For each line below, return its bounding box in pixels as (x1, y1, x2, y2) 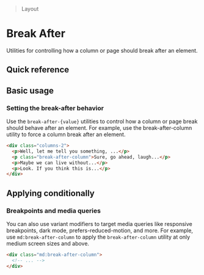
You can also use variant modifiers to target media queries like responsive (6, 220, 192, 227)
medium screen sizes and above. (6, 239, 90, 247)
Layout (21, 6, 39, 12)
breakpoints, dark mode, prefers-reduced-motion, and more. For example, (6, 227, 194, 234)
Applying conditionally (6, 188, 95, 198)
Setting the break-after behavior (6, 104, 104, 112)
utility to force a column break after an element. (6, 131, 126, 138)
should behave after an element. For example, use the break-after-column (6, 124, 192, 132)
